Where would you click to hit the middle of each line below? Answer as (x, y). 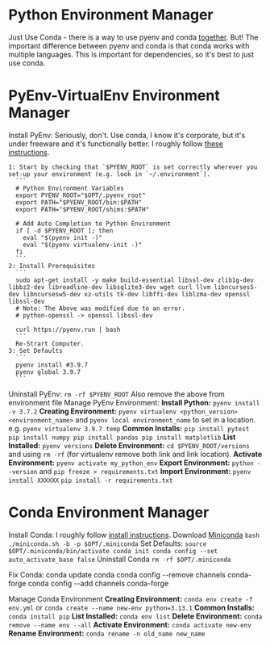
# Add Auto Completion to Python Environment (93, 224)
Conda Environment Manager (109, 512)
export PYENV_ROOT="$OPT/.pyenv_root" (81, 195)
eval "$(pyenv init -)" (63, 237)
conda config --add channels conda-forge (98, 583)
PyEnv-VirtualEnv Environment (114, 96)
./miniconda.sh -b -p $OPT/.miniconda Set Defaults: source (108, 543)
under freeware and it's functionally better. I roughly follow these (116, 144)
